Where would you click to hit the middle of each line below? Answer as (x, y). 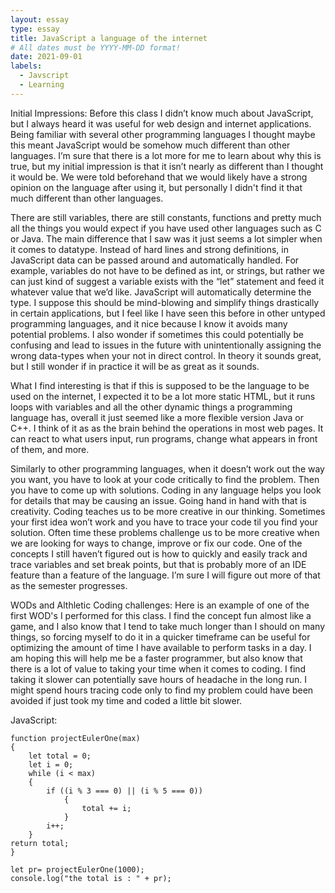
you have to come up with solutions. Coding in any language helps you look (166, 490)
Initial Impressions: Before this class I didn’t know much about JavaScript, (162, 113)
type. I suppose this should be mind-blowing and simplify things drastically (165, 302)
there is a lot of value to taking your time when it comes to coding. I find (158, 668)
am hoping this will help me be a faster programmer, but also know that (156, 658)
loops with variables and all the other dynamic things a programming (151, 407)
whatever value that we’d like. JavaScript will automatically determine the (161, 292)
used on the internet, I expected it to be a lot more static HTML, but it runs (163, 396)
